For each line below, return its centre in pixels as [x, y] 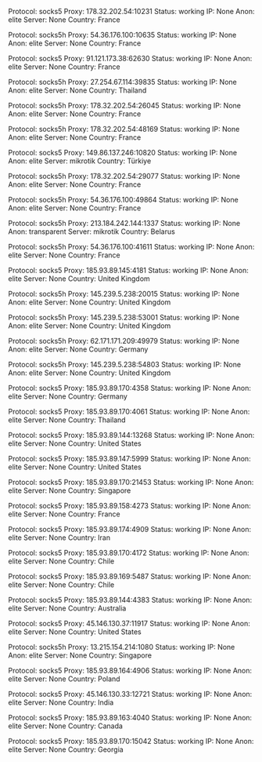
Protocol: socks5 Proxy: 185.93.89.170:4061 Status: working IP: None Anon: [129, 412]
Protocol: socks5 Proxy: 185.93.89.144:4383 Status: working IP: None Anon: [130, 600]
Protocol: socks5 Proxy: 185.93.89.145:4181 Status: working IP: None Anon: [128, 270]
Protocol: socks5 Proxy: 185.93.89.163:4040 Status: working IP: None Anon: [130, 718]
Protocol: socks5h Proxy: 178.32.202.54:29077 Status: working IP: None [124, 176]
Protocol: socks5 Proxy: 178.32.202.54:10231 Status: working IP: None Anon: [131, 11]
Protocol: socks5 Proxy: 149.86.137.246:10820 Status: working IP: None [122, 153]
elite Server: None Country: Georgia [66, 749]
